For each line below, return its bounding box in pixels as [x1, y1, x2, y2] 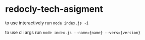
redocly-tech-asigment [5, 3, 103, 15]
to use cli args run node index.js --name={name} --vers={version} [5, 29, 141, 35]
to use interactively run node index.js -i [5, 20, 89, 26]
